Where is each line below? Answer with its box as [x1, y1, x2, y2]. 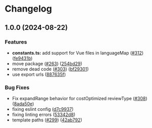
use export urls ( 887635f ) [12, 71, 66, 77]
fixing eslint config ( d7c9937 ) [12, 106, 74, 112]
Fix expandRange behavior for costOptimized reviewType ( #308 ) [12, 96, 147, 102]
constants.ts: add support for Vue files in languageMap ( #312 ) [12, 50, 144, 56]
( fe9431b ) [12, 55, 33, 61]
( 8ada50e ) [12, 101, 34, 107]
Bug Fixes [5, 84, 30, 91]
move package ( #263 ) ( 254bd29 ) [12, 60, 83, 66]
